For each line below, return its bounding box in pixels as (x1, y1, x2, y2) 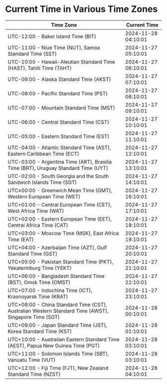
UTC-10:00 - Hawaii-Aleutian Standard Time (7, 58, 115, 65)
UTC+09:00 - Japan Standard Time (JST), (7, 321, 108, 328)
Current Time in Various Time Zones (5, 3, 158, 15)
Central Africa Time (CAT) (7, 222, 69, 229)
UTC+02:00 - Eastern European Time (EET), (7, 215, 112, 222)
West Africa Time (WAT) (7, 207, 65, 214)
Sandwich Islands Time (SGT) (7, 179, 77, 186)
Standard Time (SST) (7, 50, 57, 57)
